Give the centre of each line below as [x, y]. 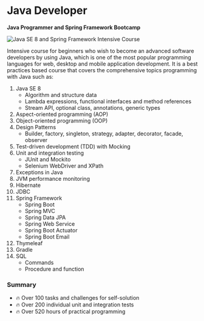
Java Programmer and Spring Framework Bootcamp [74, 27]
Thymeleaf [29, 243]
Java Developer [47, 11]
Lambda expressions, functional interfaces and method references [108, 101]
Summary [22, 285]
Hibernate [28, 185]
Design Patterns [36, 127]
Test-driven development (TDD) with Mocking [73, 146]
